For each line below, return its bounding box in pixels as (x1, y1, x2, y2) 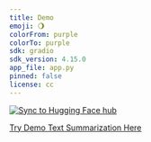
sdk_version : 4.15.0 (9, 55, 87, 64)
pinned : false (9, 72, 63, 81)
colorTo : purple (9, 38, 70, 48)
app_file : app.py (9, 64, 75, 73)
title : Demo (9, 13, 54, 22)
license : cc (9, 80, 54, 89)
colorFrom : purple (9, 30, 78, 39)
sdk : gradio (9, 47, 54, 56)
